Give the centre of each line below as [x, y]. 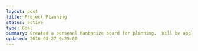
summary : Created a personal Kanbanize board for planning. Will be [93, 33]
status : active [25, 22]
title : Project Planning [37, 17]
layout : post [22, 11]
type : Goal [19, 28]
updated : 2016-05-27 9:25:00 [42, 39]
